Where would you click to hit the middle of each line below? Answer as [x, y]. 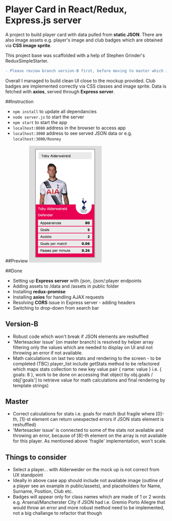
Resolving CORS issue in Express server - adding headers [74, 302]
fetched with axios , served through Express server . [60, 91]
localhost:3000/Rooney [37, 139]
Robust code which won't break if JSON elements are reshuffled [81, 336]
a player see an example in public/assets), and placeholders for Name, [87, 486]
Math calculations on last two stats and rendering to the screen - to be [87, 358]
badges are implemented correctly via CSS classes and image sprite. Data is [86, 86]
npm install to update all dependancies [55, 111]
